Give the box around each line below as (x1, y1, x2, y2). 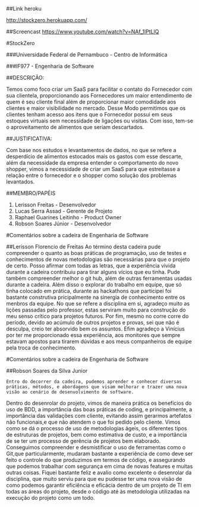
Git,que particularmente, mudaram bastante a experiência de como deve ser (6, 450, 193, 457)
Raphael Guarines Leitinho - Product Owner (14, 214, 122, 221)
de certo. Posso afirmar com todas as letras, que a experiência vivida (6, 262, 176, 269)
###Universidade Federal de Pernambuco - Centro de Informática (6, 51, 168, 58)
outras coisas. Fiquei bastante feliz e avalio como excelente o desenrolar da (6, 469, 192, 476)
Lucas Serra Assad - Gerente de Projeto (14, 207, 113, 215)
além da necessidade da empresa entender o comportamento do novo (6, 159, 179, 166)
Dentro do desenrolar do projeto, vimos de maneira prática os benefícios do (6, 399, 192, 407)
